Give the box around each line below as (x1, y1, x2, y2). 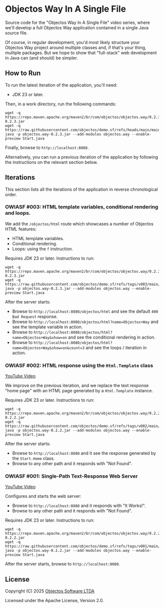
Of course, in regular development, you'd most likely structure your (5, 39, 140, 45)
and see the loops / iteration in (85, 345, 147, 350)
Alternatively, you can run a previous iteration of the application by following (5, 154, 159, 160)
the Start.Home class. (12, 455, 55, 462)
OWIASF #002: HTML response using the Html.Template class (5, 362, 153, 369)
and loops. (5, 210, 31, 217)
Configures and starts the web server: (5, 493, 82, 499)
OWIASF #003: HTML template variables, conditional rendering (5, 203, 159, 210)
